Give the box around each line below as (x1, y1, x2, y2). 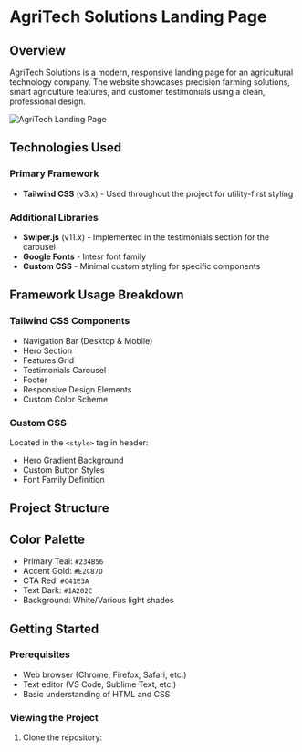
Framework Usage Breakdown (9, 287, 184, 303)
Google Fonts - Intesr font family (22, 251, 147, 262)
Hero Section (22, 345, 73, 356)
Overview (9, 43, 67, 58)
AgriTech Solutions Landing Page (9, 6, 267, 27)
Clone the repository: (22, 732, 103, 743)
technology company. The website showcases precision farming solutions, (9, 77, 290, 88)
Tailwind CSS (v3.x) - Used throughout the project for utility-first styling (22, 188, 294, 199)
